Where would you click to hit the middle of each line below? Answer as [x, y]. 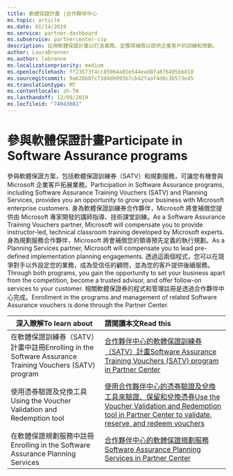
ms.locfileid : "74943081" [44, 104]
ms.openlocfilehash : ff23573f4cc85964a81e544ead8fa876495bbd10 [101, 72]
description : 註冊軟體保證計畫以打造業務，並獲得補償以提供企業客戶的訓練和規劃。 [113, 46]
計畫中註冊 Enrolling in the [52, 347]
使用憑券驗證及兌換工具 [49, 391]
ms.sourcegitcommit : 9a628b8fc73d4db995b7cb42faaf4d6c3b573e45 [101, 78]
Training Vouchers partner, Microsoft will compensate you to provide [105, 224]
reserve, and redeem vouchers [155, 423]
